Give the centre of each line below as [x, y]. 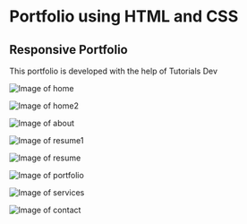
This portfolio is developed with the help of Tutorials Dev [113, 71]
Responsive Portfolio [68, 50]
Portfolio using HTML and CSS [124, 17]
